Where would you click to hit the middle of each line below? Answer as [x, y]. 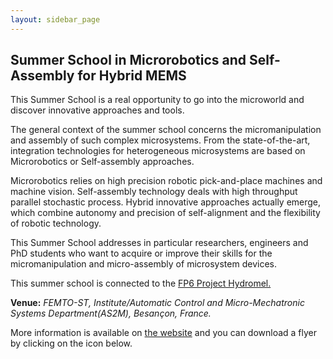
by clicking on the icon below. [71, 343]
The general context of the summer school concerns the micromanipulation [166, 130]
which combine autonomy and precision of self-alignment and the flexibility [165, 213]
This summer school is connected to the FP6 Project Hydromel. [141, 283]
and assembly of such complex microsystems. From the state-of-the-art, [160, 140]
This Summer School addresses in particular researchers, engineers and [159, 243]
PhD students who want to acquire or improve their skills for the [141, 253]
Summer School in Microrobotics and [128, 60]
